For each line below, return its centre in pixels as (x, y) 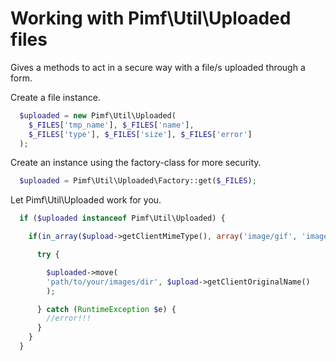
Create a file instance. (55, 97)
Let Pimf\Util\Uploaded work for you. (86, 200)
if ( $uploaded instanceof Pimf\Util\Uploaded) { (122, 218)
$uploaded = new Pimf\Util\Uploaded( (98, 115)
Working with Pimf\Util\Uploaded (151, 18)
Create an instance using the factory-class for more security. (136, 163)
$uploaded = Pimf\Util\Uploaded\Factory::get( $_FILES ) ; (138, 181)
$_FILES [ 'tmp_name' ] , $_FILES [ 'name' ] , (111, 125)
